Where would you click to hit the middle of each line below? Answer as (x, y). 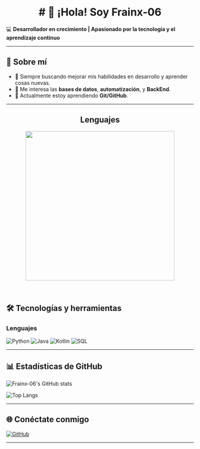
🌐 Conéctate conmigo (48, 419)
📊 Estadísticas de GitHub (54, 366)
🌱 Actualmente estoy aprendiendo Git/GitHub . (71, 96)
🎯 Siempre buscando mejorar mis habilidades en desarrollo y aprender (101, 76)
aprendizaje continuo (33, 38)
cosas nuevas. (32, 82)
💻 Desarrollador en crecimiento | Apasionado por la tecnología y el (91, 29)
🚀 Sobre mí (26, 62)
